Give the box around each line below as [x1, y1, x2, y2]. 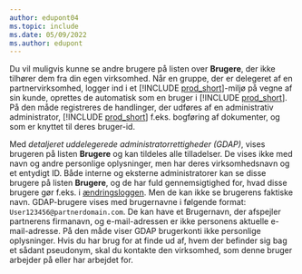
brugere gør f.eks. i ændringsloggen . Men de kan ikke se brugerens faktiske [9, 187, 293, 198]
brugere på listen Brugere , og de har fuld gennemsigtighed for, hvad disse [9, 178, 287, 189]
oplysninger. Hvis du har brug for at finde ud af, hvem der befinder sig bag [9, 235, 287, 246]
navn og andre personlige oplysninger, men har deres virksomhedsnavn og [9, 158, 290, 169]
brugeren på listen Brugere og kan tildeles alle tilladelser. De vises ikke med [9, 149, 293, 160]
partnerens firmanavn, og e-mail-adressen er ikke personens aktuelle [9, 216, 269, 227]
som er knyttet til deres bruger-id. [9, 122, 136, 132]
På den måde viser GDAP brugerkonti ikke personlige [62, 226, 261, 237]
